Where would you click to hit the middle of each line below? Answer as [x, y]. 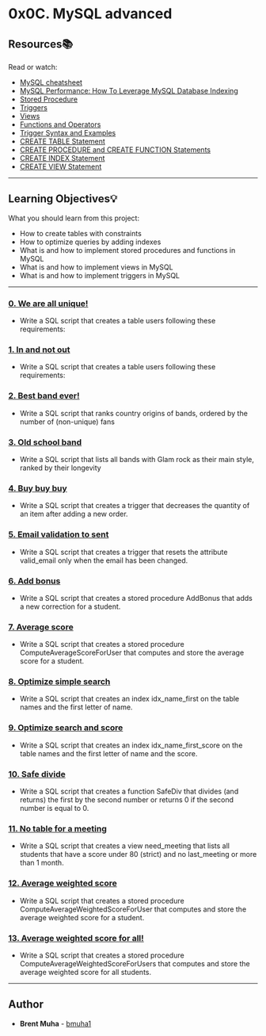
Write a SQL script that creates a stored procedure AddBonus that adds [136, 598]
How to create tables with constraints [81, 233]
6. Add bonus [34, 581]
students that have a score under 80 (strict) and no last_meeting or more [138, 854]
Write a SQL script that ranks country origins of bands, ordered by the [133, 413]
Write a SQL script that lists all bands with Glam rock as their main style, [137, 459]
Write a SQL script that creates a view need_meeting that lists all [124, 846]
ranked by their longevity [60, 468]
